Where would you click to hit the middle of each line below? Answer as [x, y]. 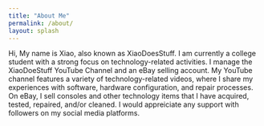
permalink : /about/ [41, 23]
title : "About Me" [39, 16]
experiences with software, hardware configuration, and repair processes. [131, 87]
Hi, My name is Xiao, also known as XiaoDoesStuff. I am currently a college [132, 54]
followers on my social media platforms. [74, 113]
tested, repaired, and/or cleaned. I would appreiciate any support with [124, 104]
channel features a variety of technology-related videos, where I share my [131, 79]
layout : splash [34, 30]
